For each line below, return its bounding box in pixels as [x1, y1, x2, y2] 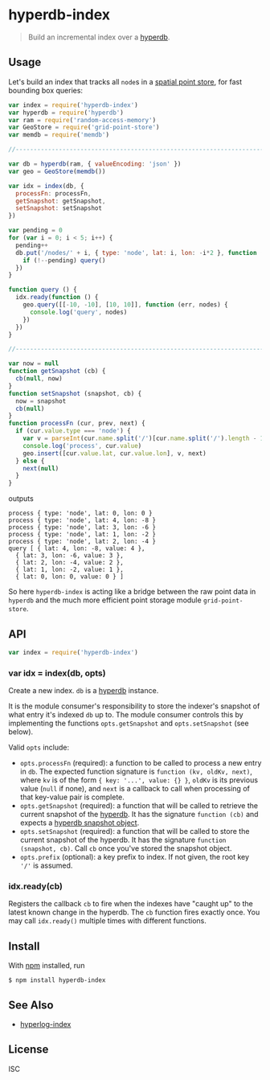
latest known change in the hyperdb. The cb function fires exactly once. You [8, 907, 260, 918]
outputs [8, 494, 34, 503]
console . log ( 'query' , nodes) [29, 308, 128, 316]
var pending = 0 [8, 227, 63, 235]
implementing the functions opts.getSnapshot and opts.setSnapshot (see [8, 718, 249, 729]
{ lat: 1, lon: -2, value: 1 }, [15, 565, 125, 574]
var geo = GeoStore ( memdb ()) [8, 167, 106, 175]
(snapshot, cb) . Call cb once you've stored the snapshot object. [19, 844, 232, 853]
